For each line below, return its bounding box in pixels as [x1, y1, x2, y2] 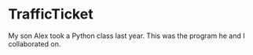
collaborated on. [8, 39, 61, 48]
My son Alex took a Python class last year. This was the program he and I [8, 31, 245, 40]
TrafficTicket [8, 5, 93, 23]
